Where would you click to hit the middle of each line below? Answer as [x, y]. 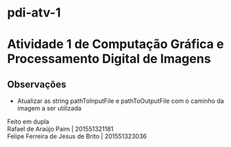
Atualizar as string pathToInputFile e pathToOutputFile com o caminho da [120, 101]
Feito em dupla [28, 121]
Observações [37, 84]
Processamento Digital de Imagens [109, 59]
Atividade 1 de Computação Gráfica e [115, 45]
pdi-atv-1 [34, 13]
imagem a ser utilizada [49, 108]
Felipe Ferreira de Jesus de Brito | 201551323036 [77, 137]
